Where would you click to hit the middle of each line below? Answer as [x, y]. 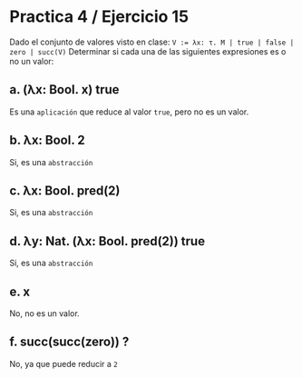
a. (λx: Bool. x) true [64, 90]
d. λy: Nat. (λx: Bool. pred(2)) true [107, 241]
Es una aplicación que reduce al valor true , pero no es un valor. [129, 112]
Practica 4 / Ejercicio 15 [99, 17]
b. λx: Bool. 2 [47, 140]
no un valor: [32, 61]
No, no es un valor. [44, 313]
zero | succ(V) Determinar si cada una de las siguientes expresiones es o [148, 51]
